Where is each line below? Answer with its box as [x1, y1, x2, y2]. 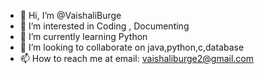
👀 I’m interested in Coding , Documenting [19, 20, 190, 32]
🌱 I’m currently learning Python [19, 31, 148, 42]
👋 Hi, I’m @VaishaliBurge [19, 10, 122, 21]
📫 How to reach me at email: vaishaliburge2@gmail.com [19, 53, 254, 64]
